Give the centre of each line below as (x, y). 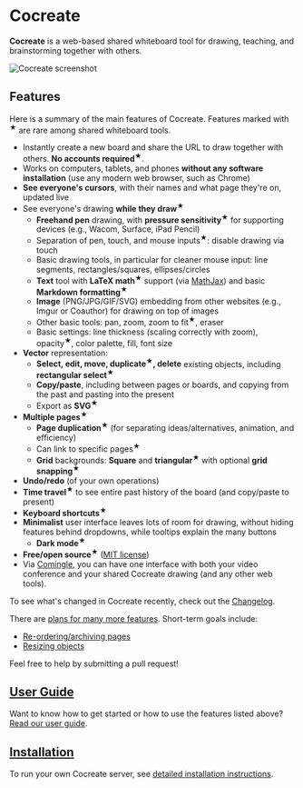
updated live (46, 197)
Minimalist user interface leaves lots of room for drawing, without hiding (158, 523)
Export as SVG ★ (67, 404)
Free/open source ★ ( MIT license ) (86, 554)
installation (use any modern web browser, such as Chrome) (137, 178)
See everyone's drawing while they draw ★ (103, 208)
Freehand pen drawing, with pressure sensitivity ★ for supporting (160, 219)
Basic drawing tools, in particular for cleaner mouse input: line (152, 260)
